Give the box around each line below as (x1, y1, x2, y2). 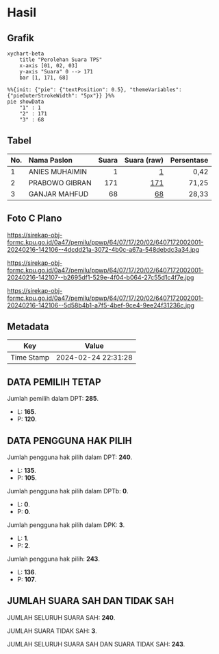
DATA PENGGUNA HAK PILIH (7, 434, 132, 447)
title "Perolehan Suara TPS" (19, 56, 103, 63)
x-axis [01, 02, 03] (19, 62, 78, 69)
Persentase (170, 155, 209, 165)
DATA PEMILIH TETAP (7, 376, 101, 388)
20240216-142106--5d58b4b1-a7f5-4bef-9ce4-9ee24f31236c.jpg (7, 301, 195, 310)
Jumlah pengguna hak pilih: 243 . (7, 554, 101, 563)
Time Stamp (10, 353, 50, 362)
